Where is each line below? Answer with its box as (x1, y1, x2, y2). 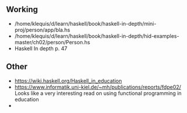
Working (6, 5, 38, 15)
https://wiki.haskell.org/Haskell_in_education (14, 77, 122, 84)
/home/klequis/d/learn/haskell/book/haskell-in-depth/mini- (14, 20, 157, 27)
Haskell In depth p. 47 (14, 45, 68, 52)
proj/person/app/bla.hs (14, 26, 70, 33)
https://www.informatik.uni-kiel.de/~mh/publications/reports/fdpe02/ (14, 83, 181, 90)
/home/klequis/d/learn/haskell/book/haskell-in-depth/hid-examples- (14, 32, 179, 40)
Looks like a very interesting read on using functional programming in (14, 90, 182, 97)
